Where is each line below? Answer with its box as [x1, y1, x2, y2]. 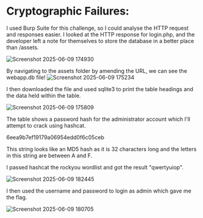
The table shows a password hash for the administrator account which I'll [6, 115, 191, 123]
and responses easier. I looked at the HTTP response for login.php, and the [6, 30, 195, 38]
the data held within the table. [6, 92, 81, 99]
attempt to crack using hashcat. [6, 121, 87, 129]
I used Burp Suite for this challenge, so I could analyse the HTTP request [6, 24, 189, 32]
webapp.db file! [6, 73, 46, 81]
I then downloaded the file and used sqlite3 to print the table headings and [6, 85, 194, 92]
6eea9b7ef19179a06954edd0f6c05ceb [6, 134, 105, 141]
